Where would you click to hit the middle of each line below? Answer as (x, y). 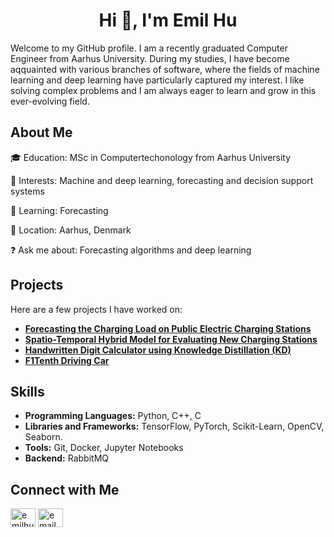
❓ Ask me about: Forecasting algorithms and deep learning (131, 250)
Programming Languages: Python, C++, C (113, 416)
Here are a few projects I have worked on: (96, 309)
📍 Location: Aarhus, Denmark (71, 230)
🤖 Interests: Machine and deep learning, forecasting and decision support (162, 180)
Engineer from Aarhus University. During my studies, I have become (150, 58)
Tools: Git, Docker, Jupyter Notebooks (104, 448)
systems (27, 191)
